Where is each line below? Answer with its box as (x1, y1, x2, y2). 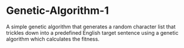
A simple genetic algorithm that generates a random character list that (6, 23, 176, 30)
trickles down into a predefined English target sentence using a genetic (6, 29, 179, 36)
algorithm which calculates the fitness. (6, 35, 100, 42)
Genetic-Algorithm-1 (6, 4, 109, 17)
